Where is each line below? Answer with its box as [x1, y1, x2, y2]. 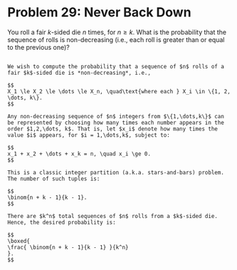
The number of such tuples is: [7, 175, 100, 182]
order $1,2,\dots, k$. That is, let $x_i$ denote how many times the [7, 125, 218, 133]
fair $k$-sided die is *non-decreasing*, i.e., [7, 69, 152, 76]
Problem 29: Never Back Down [7, 4, 191, 21]
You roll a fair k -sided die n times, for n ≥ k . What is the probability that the [7, 28, 226, 36]
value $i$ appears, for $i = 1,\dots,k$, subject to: [7, 131, 171, 139]
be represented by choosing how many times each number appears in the [7, 119, 224, 126]
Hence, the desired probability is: [7, 219, 116, 226]
